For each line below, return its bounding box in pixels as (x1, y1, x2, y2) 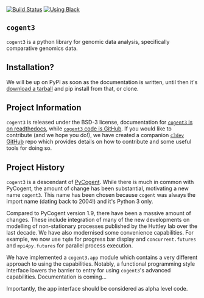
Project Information (6, 102, 82, 113)
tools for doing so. (6, 144, 52, 152)
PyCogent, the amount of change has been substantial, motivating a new (6, 185, 189, 192)
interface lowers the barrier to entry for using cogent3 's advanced (6, 267, 171, 274)
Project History (6, 162, 65, 172)
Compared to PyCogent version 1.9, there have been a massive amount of (6, 210, 192, 217)
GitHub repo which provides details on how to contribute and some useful (6, 138, 192, 146)
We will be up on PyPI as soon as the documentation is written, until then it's (6, 78, 198, 85)
